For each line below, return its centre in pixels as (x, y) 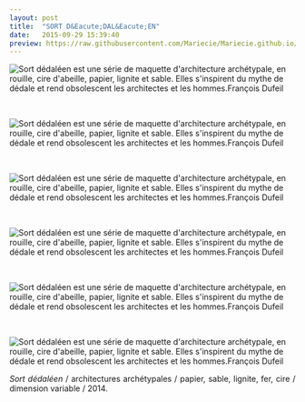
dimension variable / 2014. (59, 388)
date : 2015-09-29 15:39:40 (64, 35)
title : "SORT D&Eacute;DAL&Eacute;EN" (85, 26)
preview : (26, 43)
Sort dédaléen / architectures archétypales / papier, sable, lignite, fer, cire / (152, 379)
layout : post (34, 18)
